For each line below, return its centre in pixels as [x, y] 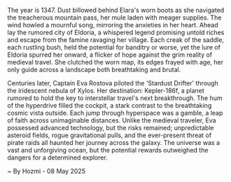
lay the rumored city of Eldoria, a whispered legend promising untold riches [116, 32]
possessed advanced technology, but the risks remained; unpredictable [111, 128]
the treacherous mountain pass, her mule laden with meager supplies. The [114, 17]
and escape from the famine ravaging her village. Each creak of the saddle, [115, 40]
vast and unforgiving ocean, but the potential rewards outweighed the [108, 150]
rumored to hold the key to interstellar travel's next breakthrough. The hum [115, 98]
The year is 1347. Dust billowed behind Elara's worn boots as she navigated [116, 10]
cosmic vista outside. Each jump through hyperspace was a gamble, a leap [115, 113]
